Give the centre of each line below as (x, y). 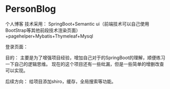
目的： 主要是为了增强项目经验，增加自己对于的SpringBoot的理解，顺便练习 (85, 58)
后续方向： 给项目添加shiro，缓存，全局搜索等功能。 (61, 81)
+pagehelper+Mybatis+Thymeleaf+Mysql (49, 36)
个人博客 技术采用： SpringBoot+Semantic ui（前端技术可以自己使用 (77, 24)
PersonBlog (31, 9)
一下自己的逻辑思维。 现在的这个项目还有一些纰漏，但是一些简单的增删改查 (85, 64)
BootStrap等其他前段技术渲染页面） (43, 30)
